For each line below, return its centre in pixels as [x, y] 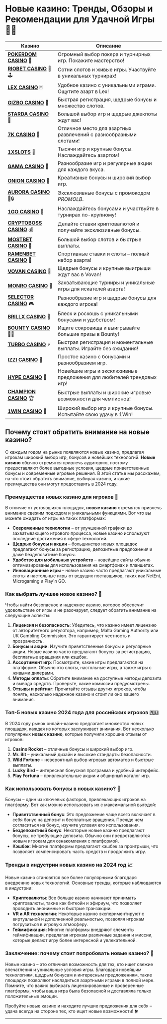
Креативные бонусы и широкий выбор [104, 177]
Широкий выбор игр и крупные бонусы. [106, 408]
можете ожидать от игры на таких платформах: [56, 518]
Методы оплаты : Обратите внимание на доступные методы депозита [87, 678]
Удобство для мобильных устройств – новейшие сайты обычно [81, 560]
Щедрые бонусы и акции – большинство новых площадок [75, 544]
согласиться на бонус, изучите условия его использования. [76, 825]
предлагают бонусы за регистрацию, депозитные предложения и [82, 549]
